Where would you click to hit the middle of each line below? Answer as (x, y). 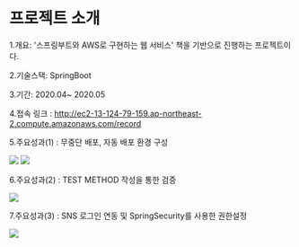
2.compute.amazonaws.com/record (75, 123)
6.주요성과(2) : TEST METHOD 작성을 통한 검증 (93, 180)
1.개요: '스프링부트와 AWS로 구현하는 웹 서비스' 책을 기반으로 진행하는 (131, 45)
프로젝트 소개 (55, 18)
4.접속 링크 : (31, 113)
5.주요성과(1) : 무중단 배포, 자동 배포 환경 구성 (89, 142)
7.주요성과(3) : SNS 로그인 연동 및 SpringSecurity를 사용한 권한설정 (128, 216)
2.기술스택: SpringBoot (50, 75)
